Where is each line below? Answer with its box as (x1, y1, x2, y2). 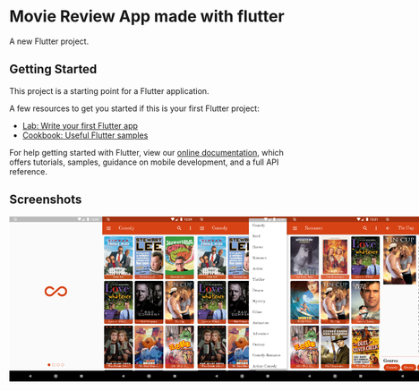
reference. (9, 166, 47, 176)
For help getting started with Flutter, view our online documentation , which (9, 147, 285, 157)
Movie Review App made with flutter (9, 6, 285, 27)
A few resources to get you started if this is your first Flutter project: (9, 103, 260, 114)
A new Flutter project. (9, 36, 90, 47)
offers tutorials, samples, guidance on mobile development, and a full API (9, 157, 279, 167)
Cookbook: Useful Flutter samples (21, 130, 149, 140)
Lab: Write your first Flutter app (21, 120, 139, 131)
